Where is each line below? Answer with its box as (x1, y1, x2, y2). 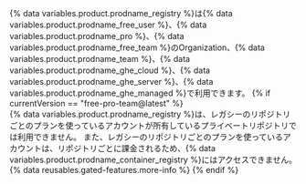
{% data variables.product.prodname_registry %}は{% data (9, 8, 233, 18)
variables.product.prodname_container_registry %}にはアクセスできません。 (9, 154, 298, 165)
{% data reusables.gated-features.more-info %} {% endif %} (9, 165, 239, 175)
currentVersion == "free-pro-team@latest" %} (9, 98, 185, 108)
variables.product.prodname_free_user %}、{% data (9, 19, 207, 30)
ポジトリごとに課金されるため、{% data (65, 143, 216, 153)
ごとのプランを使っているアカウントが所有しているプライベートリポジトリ (9, 120, 290, 130)
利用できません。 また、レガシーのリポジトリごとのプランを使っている (16, 131, 283, 142)
